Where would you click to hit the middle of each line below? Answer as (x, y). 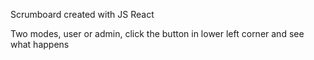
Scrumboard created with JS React (82, 14)
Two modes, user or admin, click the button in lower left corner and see (157, 33)
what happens (40, 44)
